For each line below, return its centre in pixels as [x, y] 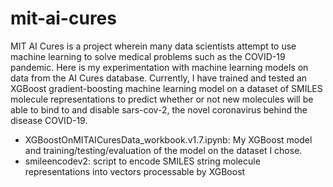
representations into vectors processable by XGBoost [135, 171]
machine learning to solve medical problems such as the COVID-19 [148, 56]
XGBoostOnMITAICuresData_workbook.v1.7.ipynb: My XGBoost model [168, 139]
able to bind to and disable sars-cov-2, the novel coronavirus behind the [159, 109]
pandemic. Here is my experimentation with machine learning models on [159, 67]
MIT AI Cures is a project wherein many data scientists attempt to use [153, 46]
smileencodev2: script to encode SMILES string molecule [142, 161]
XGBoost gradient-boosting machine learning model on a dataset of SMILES [166, 88]
